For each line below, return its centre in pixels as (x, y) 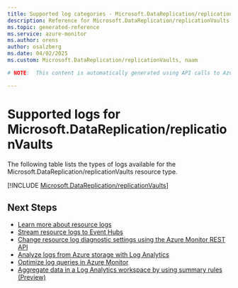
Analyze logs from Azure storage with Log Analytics (93, 255)
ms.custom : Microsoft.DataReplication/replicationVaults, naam (103, 60)
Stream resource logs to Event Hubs (70, 232)
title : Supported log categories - (60, 14)
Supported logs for (64, 114)
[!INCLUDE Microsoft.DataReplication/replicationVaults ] (88, 185)
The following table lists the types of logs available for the (92, 164)
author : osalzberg (34, 47)
